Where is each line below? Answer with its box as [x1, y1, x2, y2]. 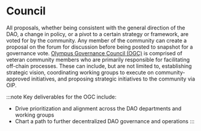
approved [6, 75, 30, 82]
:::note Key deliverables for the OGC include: [6, 93, 117, 100]
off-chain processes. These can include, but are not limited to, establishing [6, 62, 192, 70]
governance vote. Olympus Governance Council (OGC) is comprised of [6, 49, 182, 56]
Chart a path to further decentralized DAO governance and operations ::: [14, 117, 195, 124]
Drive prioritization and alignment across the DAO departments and [14, 105, 182, 112]
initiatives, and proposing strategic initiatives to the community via [31, 75, 196, 82]
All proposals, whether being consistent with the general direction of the [6, 24, 185, 31]
